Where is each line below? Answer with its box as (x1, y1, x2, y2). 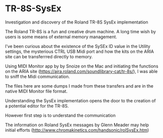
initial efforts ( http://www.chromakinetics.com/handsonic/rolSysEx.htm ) (5, 127, 149, 133)
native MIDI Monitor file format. (5, 88, 68, 94)
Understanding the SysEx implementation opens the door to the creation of (5, 97, 156, 103)
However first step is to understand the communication (5, 112, 116, 118)
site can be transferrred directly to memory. (5, 53, 93, 59)
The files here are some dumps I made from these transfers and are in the (5, 83, 154, 89)
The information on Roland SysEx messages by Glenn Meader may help (5, 122, 149, 128)
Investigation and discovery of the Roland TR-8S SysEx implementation (5, 19, 148, 25)
